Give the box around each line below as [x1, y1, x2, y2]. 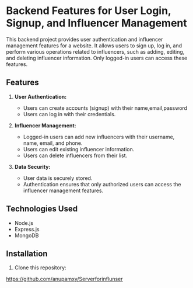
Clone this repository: [14, 264, 66, 271]
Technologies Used [6, 204, 78, 214]
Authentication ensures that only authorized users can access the [23, 181, 181, 188]
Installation [6, 248, 48, 258]
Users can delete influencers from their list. [23, 152, 128, 159]
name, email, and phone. [23, 139, 83, 147]
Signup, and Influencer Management [6, 16, 188, 30]
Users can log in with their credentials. [23, 110, 116, 117]
